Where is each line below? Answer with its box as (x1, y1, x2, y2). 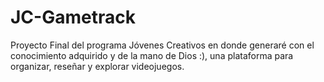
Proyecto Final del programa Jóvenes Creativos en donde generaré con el (10, 39, 315, 51)
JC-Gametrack (10, 6, 136, 29)
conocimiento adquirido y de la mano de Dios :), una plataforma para (10, 49, 294, 61)
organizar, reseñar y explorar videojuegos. (10, 60, 185, 72)
